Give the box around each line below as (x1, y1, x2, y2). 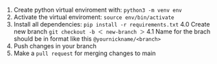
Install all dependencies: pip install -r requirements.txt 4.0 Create (13, 20, 210, 28)
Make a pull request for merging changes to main (13, 49, 156, 57)
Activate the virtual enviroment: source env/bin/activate (13, 13, 175, 21)
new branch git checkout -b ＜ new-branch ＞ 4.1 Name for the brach (13, 27, 211, 35)
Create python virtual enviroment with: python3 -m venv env (13, 6, 183, 14)
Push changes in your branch (13, 42, 97, 50)
